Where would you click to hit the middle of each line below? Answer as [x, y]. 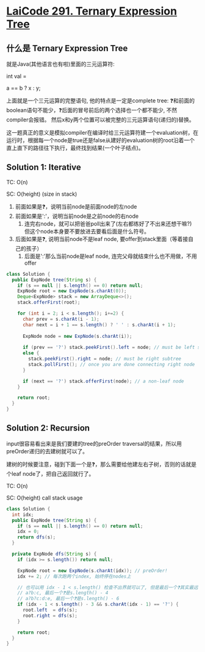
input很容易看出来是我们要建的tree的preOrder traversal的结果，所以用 [94, 443]
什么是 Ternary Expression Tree [67, 48]
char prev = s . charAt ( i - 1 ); [61, 319]
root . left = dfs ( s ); [50, 610]
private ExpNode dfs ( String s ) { [54, 554]
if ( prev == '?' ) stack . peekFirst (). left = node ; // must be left [109, 348]
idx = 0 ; [28, 532]
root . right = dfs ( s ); [50, 615]
